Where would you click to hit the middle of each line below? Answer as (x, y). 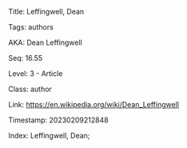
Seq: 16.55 (26, 58)
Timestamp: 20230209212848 (59, 120)
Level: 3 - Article (36, 74)
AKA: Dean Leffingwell (45, 42)
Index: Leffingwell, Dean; (49, 136)
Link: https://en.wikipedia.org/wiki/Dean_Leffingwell (94, 104)
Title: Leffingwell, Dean (46, 12)
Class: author (30, 89)
